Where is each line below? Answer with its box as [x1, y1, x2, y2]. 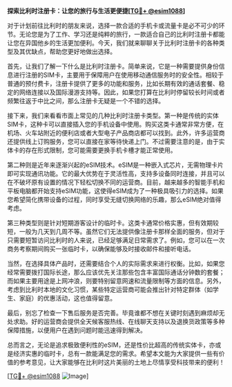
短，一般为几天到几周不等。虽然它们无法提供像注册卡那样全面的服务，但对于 [7, 228, 225, 235]
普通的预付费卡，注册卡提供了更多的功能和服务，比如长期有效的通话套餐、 [7, 80, 219, 87]
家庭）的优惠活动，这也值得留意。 [19, 294, 116, 302]
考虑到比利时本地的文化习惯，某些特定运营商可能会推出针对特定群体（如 [7, 285, 213, 294]
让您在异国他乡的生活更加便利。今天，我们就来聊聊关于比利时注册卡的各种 [7, 39, 219, 47]
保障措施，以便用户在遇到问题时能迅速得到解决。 [7, 326, 146, 334]
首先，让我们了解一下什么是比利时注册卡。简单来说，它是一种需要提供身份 [7, 62, 219, 70]
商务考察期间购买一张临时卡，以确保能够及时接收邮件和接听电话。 [7, 245, 195, 253]
